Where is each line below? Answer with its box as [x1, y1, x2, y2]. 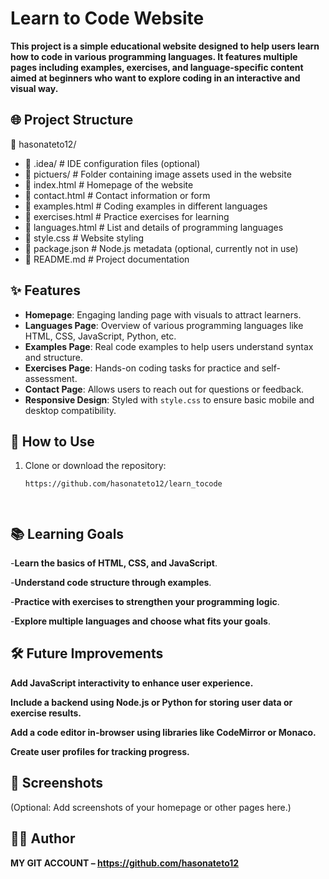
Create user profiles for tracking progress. [10, 745, 190, 757]
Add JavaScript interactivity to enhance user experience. [10, 677, 254, 689]
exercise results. [10, 707, 82, 719]
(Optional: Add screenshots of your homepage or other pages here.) [10, 801, 292, 813]
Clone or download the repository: [24, 460, 167, 472]
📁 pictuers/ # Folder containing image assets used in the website [24, 168, 292, 180]
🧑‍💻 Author [10, 830, 76, 847]
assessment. [24, 372, 78, 384]
